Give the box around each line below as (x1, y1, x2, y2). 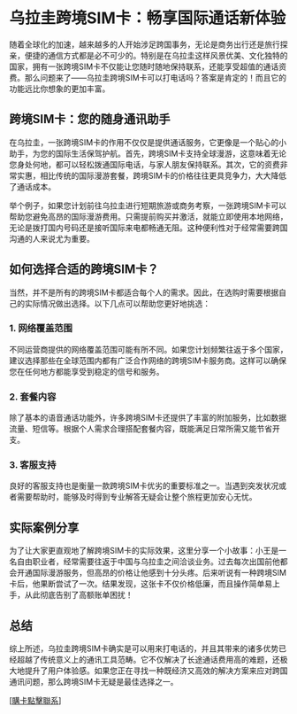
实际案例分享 (9, 520, 80, 535)
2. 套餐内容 (9, 391, 57, 403)
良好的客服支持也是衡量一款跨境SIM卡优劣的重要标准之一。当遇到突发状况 (9, 480, 279, 492)
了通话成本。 (9, 181, 56, 191)
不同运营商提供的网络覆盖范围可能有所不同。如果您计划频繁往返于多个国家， (9, 344, 288, 354)
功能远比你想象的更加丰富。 (9, 83, 110, 94)
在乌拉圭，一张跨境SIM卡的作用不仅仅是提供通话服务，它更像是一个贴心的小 (9, 136, 287, 147)
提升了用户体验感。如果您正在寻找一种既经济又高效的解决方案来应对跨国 (24, 665, 288, 676)
